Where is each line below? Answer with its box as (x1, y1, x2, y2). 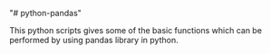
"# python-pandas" (9, 8, 82, 18)
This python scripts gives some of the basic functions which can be (9, 25, 263, 35)
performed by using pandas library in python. (9, 35, 179, 45)
